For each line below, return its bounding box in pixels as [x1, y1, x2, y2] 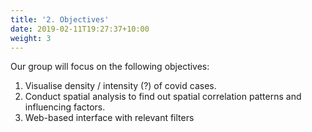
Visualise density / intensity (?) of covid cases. [24, 80, 217, 92]
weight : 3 [10, 33, 52, 43]
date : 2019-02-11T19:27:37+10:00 [10, 24, 150, 34]
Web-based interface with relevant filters [24, 112, 195, 124]
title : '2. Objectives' [10, 14, 110, 25]
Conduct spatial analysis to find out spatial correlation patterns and [24, 91, 302, 103]
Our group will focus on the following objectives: [10, 61, 210, 73]
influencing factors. [24, 101, 106, 113]
